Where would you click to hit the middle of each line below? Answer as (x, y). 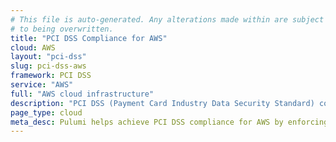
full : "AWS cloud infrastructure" (82, 94)
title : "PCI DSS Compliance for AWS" (89, 38)
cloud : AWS (33, 47)
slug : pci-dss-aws (48, 66)
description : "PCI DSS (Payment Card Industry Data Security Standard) (162, 103)
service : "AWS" (42, 85)
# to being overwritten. (62, 29)
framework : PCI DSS (51, 76)
